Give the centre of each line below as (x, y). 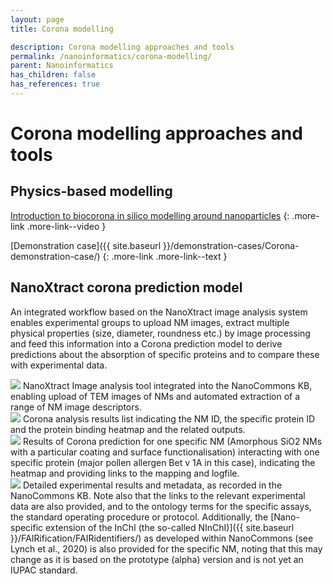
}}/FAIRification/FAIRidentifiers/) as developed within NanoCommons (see (162, 538)
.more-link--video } (66, 226)
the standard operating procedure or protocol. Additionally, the (139, 517)
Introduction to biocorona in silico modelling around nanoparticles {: (150, 215)
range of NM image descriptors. (76, 407)
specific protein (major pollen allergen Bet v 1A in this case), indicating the (163, 462)
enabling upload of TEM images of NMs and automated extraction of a (155, 396)
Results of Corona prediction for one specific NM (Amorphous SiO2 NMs (172, 441)
